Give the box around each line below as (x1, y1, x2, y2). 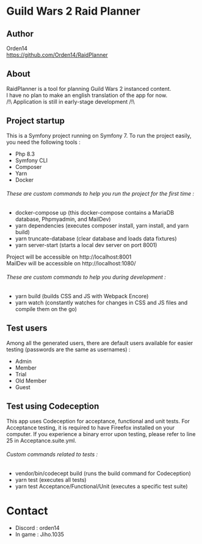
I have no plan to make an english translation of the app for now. (6, 91, 168, 99)
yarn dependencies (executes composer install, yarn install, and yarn (15, 221, 189, 229)
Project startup (6, 116, 65, 126)
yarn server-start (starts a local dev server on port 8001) (15, 241, 157, 248)
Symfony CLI (15, 157, 48, 164)
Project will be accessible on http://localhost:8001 (6, 253, 132, 260)
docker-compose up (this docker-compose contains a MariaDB (15, 209, 175, 216)
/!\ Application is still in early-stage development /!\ (6, 98, 135, 105)
